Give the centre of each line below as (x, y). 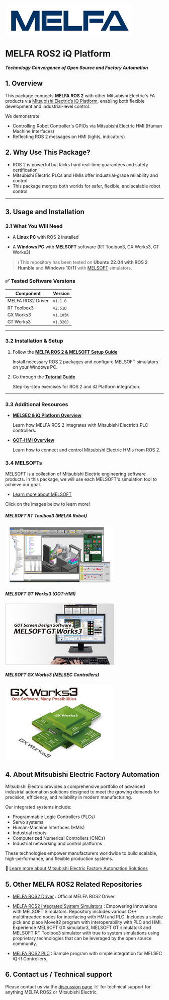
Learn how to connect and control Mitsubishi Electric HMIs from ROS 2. (86, 450)
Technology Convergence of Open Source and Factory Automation (77, 68)
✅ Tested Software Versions (40, 281)
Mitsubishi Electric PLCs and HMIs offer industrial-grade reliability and (85, 175)
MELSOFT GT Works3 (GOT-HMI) (40, 594)
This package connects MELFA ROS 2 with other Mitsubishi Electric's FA (80, 95)
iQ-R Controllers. (30, 959)
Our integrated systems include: (38, 807)
